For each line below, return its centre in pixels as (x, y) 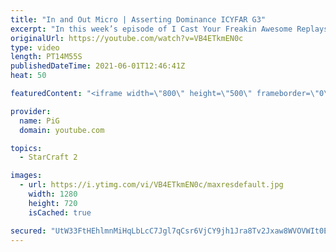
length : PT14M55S (46, 57)
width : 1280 (53, 194)
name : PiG (39, 121)
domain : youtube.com (62, 130)
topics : (26, 148)
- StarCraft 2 (48, 157)
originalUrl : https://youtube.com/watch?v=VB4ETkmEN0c (127, 38)
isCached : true (60, 212)
